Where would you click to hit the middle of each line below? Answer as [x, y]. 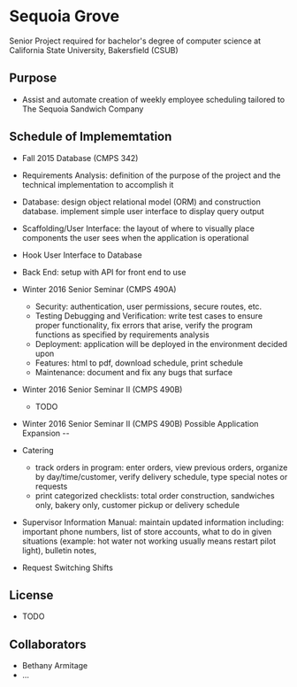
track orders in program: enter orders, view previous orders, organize [161, 467]
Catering [38, 450]
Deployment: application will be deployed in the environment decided [161, 343]
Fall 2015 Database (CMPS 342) [80, 158]
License [31, 595]
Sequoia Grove [65, 16]
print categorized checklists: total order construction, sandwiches [155, 495]
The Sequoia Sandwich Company [83, 109]
